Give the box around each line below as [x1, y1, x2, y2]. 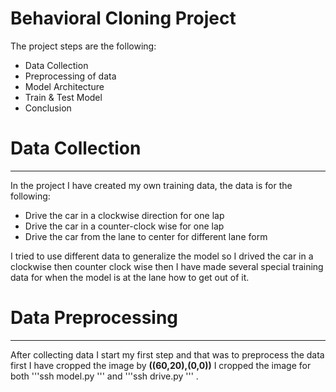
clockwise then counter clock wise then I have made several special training [10, 260, 324, 272]
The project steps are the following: [10, 40, 157, 52]
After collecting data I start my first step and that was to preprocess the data [10, 348, 325, 361]
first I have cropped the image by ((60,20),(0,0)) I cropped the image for [10, 359, 312, 371]
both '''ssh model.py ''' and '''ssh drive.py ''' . [10, 370, 199, 382]
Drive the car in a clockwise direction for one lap [24, 209, 225, 221]
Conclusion [24, 102, 72, 114]
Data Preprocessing [10, 307, 179, 329]
